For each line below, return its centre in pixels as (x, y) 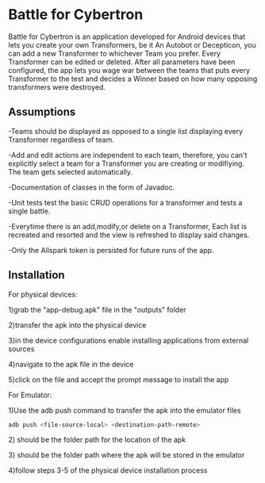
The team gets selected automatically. (71, 171)
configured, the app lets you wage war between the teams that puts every (129, 70)
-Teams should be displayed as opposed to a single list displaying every (126, 131)
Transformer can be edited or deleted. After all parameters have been (122, 62)
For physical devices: (43, 294)
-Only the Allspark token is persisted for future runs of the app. (111, 250)
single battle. (29, 211)
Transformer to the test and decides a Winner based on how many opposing (133, 79)
